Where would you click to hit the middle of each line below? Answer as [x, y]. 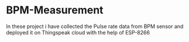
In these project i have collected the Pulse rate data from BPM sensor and [95, 26]
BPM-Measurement [55, 10]
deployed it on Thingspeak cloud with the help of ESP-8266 [78, 32]
